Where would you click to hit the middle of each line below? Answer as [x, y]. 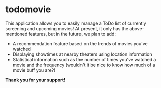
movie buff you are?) [34, 70]
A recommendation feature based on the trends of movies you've [80, 43]
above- [137, 28]
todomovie [28, 9]
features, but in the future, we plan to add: [72, 34]
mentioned [16, 34]
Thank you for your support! [35, 80]
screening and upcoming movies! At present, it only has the [67, 28]
